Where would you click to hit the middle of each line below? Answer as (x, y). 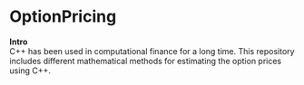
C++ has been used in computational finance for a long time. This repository (152, 51)
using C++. (30, 71)
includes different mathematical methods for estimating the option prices (146, 61)
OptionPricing (63, 17)
